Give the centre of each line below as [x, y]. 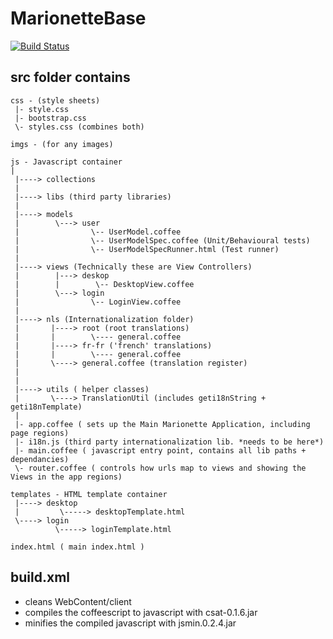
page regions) [40, 433]
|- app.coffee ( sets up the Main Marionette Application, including [162, 424]
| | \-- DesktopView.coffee [104, 284]
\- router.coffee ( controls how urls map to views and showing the [160, 468]
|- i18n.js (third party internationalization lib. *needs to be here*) [169, 442]
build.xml [40, 577]
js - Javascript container [66, 162]
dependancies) [40, 459]
